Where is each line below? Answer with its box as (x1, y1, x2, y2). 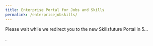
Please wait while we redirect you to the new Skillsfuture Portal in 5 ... (5, 26, 148, 32)
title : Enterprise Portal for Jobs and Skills (5, 7, 105, 13)
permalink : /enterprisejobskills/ (5, 12, 78, 17)
